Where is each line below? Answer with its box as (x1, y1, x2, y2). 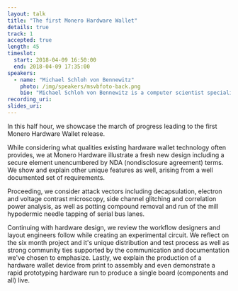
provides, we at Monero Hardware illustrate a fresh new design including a (7, 150, 225, 159)
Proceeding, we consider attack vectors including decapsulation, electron (7, 187, 222, 195)
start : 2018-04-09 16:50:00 (13, 57, 97, 64)
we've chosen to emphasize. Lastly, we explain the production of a (7, 253, 202, 262)
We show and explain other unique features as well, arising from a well (7, 166, 214, 174)
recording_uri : (7, 96, 52, 103)
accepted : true (7, 37, 52, 44)
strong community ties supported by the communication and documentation (7, 246, 230, 254)
